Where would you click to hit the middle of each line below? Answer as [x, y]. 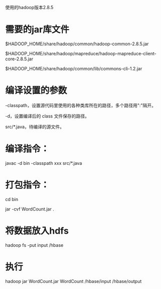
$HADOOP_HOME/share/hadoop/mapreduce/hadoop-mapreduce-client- [81, 53]
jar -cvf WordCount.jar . [30, 209]
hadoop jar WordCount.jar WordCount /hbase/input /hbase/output [73, 281]
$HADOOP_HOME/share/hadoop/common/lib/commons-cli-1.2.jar [74, 68]
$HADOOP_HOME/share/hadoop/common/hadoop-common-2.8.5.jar [77, 44]
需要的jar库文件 [37, 30]
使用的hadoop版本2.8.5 [29, 7]
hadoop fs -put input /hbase [34, 245]
